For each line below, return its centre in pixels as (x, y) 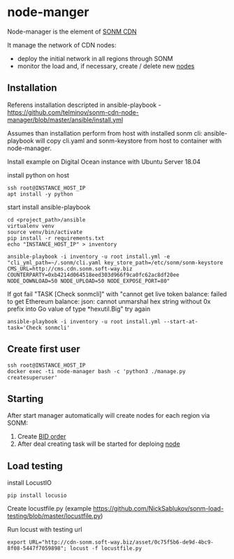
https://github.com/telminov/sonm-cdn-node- (73, 112)
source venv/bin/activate (45, 232)
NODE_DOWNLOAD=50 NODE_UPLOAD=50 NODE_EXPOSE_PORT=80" (89, 281)
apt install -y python (40, 194)
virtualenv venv (31, 226)
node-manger (48, 12)
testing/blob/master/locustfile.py (54, 516)
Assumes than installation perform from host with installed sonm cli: (105, 133)
